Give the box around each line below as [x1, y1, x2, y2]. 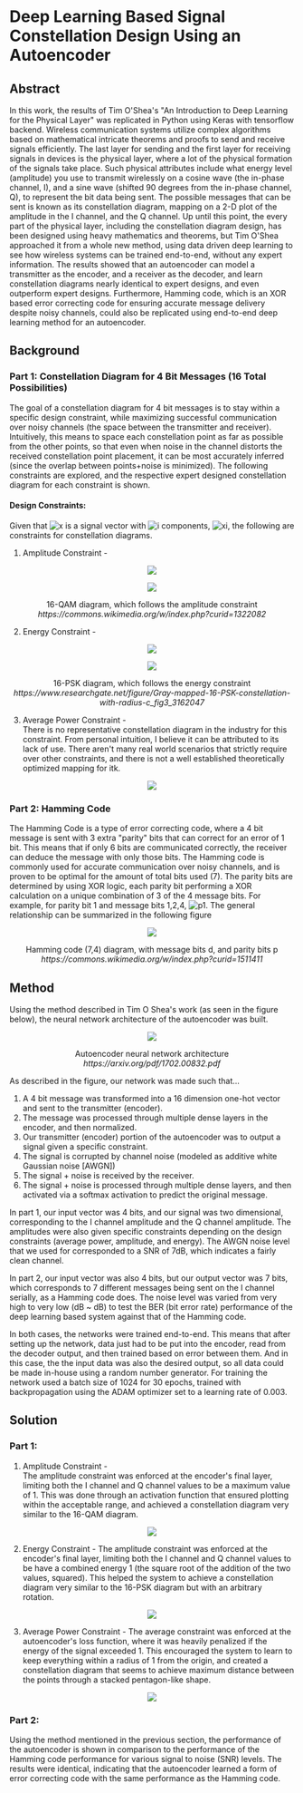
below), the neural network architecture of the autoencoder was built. [9, 1013, 269, 1024]
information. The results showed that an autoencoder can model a [9, 259, 256, 269]
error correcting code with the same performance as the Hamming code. [9, 1772, 281, 1783]
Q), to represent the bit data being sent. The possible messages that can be [9, 192, 291, 202]
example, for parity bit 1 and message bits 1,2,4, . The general [9, 900, 256, 911]
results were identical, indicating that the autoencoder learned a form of [9, 1763, 278, 1774]
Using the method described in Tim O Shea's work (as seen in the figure [9, 1004, 279, 1014]
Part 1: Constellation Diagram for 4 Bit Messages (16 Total [9, 370, 267, 383]
